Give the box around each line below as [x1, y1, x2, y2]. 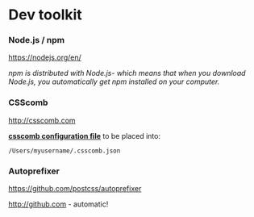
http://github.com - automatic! [8, 199, 109, 209]
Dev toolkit [8, 6, 82, 24]
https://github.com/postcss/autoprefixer [8, 184, 142, 194]
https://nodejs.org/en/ [8, 52, 82, 62]
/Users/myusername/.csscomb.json [8, 147, 121, 155]
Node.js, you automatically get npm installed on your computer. [8, 77, 220, 86]
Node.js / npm [8, 35, 65, 46]
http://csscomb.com [8, 115, 76, 125]
